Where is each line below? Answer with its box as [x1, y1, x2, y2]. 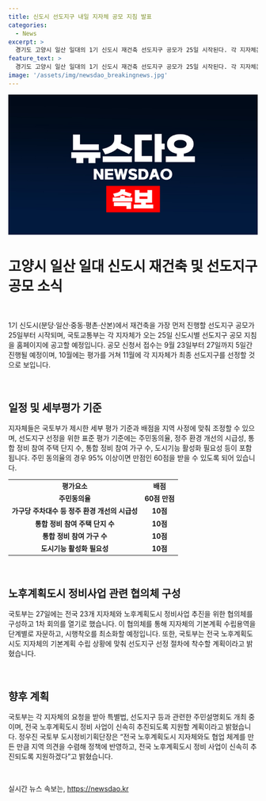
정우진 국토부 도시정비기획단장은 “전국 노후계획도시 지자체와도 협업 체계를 [18, 732, 246, 742]
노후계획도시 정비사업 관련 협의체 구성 [8, 586, 181, 600]
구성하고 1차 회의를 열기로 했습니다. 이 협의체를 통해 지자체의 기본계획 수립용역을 [8, 619, 256, 629]
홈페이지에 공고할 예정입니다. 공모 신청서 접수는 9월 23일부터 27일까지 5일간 [16, 341, 253, 350]
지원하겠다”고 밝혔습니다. [35, 752, 113, 761]
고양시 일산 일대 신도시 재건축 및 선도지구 [8, 257, 258, 276]
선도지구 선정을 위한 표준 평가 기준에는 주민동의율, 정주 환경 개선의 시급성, [18, 433, 247, 443]
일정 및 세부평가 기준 [8, 401, 102, 414]
